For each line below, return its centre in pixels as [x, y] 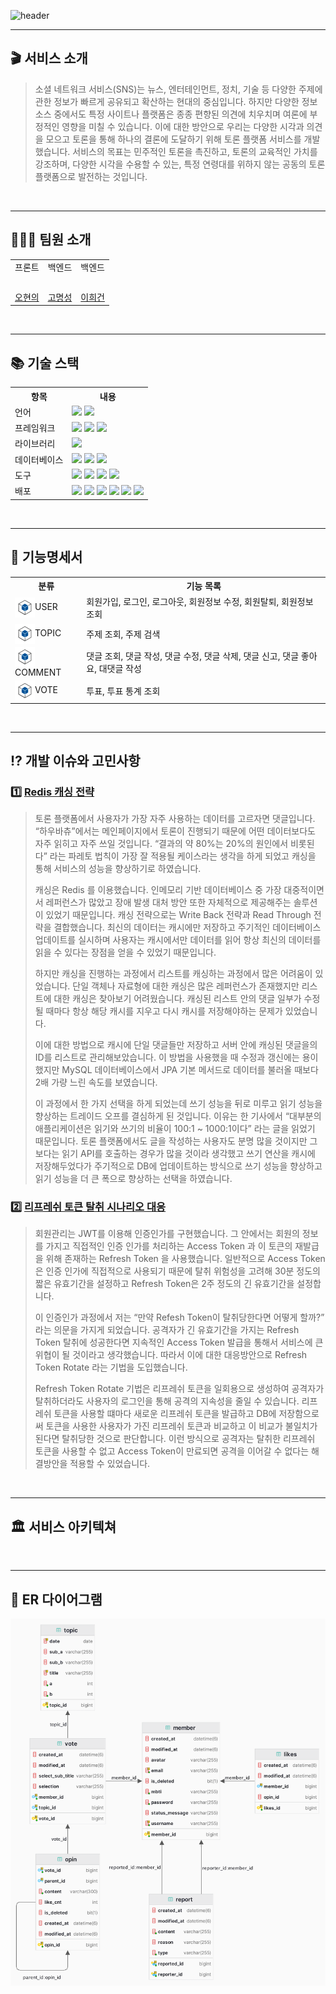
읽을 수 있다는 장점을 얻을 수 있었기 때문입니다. [125, 952]
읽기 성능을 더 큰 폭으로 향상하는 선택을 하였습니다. [133, 1179]
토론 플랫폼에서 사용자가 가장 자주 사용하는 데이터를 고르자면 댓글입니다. [175, 819]
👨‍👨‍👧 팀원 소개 [51, 240]
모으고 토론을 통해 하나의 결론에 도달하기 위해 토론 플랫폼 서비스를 [173, 139]
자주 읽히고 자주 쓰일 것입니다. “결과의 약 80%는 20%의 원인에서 [161, 844]
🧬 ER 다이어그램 [56, 1599]
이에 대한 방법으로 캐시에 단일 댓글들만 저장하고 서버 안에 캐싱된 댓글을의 [176, 1045]
